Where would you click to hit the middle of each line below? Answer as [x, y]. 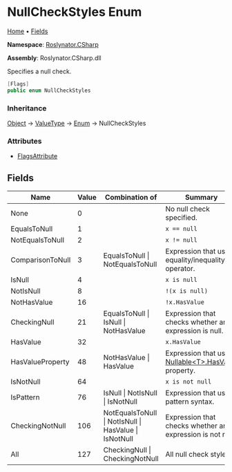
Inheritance [27, 108]
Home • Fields [28, 31]
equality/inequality [195, 260]
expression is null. [194, 331]
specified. [182, 218]
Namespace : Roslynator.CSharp [53, 44]
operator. [180, 269]
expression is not [193, 435]
